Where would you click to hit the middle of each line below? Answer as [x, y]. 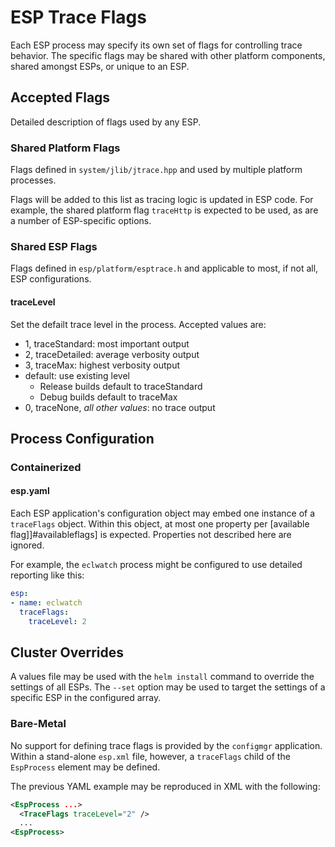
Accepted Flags [60, 97]
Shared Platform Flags [65, 148]
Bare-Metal [38, 724]
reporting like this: [47, 575]
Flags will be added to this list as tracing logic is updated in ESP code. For [162, 200]
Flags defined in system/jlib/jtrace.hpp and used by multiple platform [156, 170]
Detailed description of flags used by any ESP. [106, 122]
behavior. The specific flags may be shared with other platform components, [168, 55]
